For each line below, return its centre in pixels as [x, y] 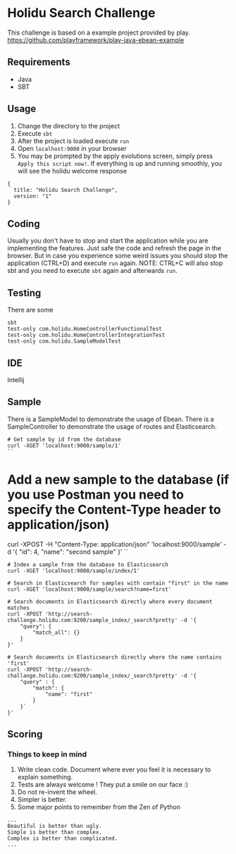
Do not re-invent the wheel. [57, 792]
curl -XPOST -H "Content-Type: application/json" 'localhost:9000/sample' [114, 544]
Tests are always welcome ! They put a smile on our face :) [103, 785]
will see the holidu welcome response [72, 171]
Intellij [16, 380]
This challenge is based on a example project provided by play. [99, 32]
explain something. [45, 777]
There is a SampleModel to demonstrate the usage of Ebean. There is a [111, 419]
